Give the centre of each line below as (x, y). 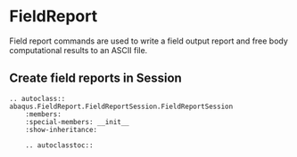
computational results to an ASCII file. (78, 50)
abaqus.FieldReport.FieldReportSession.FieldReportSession (121, 106)
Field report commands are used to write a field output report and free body (148, 41)
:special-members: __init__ (77, 122)
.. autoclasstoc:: (59, 145)
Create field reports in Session (96, 78)
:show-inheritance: (62, 130)
